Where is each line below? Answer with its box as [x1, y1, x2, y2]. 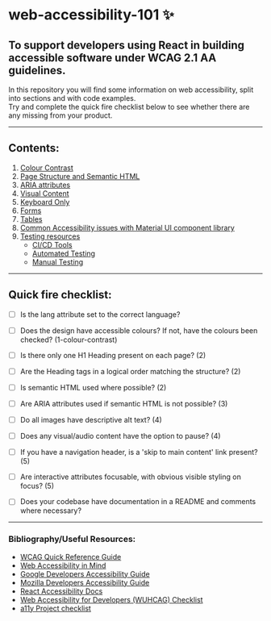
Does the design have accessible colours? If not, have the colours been [19, 325, 258, 336]
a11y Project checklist [19, 603, 91, 613]
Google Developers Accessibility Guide [19, 569, 151, 578]
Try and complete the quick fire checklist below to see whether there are [8, 102, 250, 111]
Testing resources [19, 231, 81, 241]
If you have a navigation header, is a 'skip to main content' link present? [19, 448, 258, 457]
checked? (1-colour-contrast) [19, 335, 118, 344]
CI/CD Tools [31, 240, 73, 249]
